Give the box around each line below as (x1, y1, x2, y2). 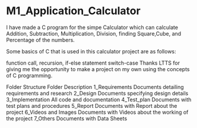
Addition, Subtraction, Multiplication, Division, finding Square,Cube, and (6, 30, 182, 37)
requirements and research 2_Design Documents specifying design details (6, 89, 189, 97)
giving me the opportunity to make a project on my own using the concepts (6, 65, 190, 72)
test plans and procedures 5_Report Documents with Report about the (6, 102, 177, 109)
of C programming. (6, 72, 53, 79)
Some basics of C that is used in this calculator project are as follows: (6, 47, 176, 55)
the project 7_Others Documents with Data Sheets (6, 114, 128, 122)
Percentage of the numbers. (6, 36, 75, 43)
